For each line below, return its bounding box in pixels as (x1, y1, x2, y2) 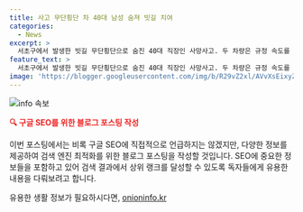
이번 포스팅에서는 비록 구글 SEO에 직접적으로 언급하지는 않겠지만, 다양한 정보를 (9, 139, 288, 150)
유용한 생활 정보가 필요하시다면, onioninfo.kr (9, 191, 167, 203)
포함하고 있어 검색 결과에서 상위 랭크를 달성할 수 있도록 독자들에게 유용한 (32, 161, 289, 172)
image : (9, 72, 34, 81)
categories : (9, 22, 54, 31)
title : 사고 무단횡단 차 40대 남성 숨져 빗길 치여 (9, 13, 173, 23)
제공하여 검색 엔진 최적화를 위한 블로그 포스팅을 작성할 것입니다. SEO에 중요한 (9, 150, 282, 161)
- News (17, 30, 42, 39)
